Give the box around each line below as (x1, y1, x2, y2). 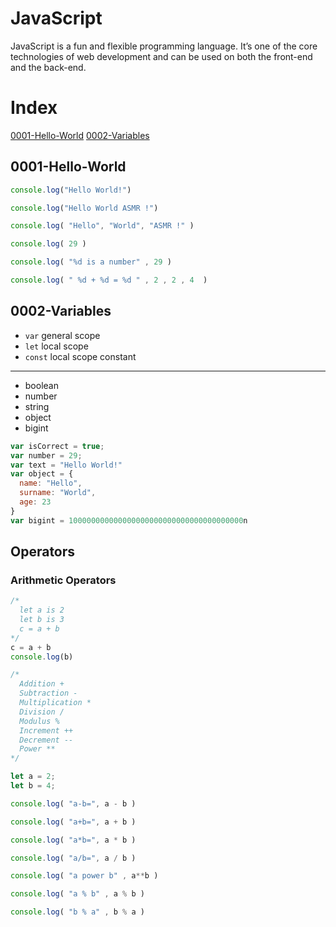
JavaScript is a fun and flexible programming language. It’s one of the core (10, 40, 318, 52)
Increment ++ (19, 725, 74, 736)
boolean (24, 379, 59, 391)
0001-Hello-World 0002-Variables (10, 129, 150, 141)
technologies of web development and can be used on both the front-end (10, 50, 313, 62)
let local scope (24, 340, 89, 352)
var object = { (10, 469, 74, 479)
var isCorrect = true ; (10, 441, 105, 451)
